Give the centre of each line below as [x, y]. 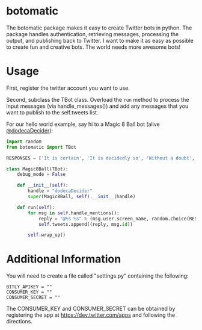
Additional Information [64, 259]
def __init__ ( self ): [43, 185]
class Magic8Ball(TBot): [37, 169]
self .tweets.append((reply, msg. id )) [86, 224]
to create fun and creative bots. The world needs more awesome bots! [93, 47]
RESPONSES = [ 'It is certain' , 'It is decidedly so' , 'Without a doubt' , [101, 158]
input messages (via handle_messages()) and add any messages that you [97, 106]
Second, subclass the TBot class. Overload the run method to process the [98, 99]
